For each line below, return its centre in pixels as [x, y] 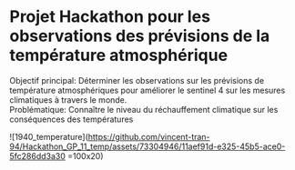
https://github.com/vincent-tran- [149, 136]
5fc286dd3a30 [38, 155]
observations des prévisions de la [140, 36]
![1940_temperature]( [49, 136]
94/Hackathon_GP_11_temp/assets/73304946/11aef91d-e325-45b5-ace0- [147, 146]
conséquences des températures [71, 119]
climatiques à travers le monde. [68, 100]
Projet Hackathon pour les [110, 17]
